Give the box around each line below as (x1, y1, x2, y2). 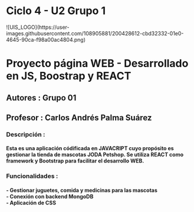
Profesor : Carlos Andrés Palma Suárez (6, 112, 152, 122)
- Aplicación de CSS (6, 199, 57, 206)
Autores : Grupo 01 (6, 92, 77, 102)
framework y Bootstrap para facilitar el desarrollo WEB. (6, 157, 144, 164)
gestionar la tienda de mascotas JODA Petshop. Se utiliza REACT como (6, 151, 184, 158)
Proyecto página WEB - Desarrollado (6, 57, 189, 70)
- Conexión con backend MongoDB (6, 193, 94, 200)
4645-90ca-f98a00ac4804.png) (6, 36, 86, 43)
